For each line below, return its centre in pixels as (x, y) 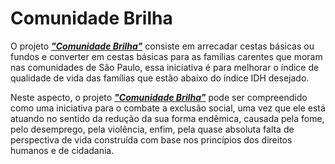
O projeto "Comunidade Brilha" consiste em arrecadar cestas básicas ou (162, 46)
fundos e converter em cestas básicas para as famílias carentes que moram (166, 56)
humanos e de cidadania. (62, 150)
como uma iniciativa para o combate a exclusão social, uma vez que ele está (168, 108)
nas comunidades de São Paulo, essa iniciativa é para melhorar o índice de (165, 67)
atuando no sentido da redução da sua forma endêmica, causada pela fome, (167, 118)
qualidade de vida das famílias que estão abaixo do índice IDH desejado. (160, 78)
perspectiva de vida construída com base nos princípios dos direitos (151, 139)
